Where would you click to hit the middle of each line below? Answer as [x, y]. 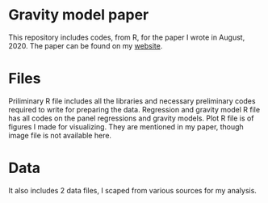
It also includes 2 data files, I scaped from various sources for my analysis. [132, 190]
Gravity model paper [79, 15]
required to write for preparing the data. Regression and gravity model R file [134, 109]
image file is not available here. [60, 135]
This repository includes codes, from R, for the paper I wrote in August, [127, 37]
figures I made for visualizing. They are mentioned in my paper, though [126, 126]
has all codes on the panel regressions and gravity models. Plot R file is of [131, 118]
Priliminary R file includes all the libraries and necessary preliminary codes [132, 101]
